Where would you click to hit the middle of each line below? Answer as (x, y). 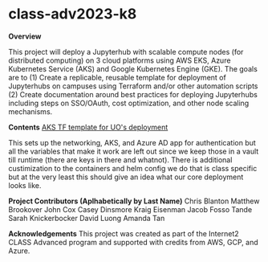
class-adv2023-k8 (73, 14)
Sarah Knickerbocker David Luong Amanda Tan (87, 218)
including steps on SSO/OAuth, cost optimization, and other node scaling (129, 103)
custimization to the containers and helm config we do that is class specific (133, 168)
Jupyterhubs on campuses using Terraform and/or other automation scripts (133, 86)
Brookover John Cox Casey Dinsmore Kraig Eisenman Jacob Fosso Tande (130, 209)
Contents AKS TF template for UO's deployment (88, 127)
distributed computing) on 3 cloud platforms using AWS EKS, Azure (120, 60)
